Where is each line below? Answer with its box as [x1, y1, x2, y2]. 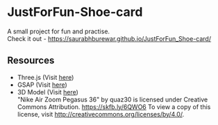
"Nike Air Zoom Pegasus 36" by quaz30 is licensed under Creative [17, 95, 208, 103]
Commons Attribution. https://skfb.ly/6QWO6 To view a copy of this [17, 102, 211, 111]
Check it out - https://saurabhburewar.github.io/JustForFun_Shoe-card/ [7, 34, 212, 42]
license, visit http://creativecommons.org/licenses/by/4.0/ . [17, 110, 185, 118]
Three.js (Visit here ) [17, 73, 74, 81]
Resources [7, 55, 55, 67]
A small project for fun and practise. [7, 27, 110, 35]
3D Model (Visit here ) [17, 87, 78, 96]
